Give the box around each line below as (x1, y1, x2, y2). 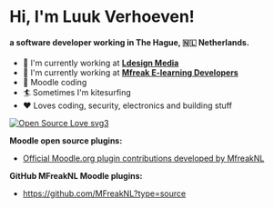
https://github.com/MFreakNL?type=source (22, 188, 187, 199)
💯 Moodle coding (22, 77, 87, 88)
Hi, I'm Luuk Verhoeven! (9, 6, 196, 27)
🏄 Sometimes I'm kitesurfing (22, 87, 132, 98)
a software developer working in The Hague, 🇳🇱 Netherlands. (9, 36, 250, 47)
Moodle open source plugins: (9, 135, 123, 146)
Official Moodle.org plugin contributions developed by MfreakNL (22, 153, 265, 164)
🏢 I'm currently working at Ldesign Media (22, 57, 179, 69)
